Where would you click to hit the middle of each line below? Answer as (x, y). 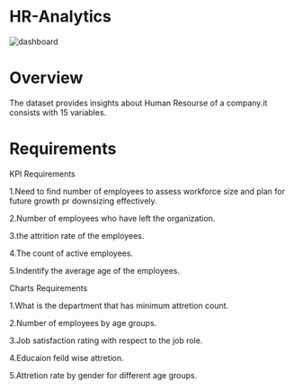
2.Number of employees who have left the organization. (112, 218)
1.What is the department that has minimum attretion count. (119, 305)
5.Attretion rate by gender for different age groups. (103, 375)
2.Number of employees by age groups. (83, 322)
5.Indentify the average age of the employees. (95, 270)
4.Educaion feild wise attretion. (67, 358)
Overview (46, 78)
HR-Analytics (61, 17)
